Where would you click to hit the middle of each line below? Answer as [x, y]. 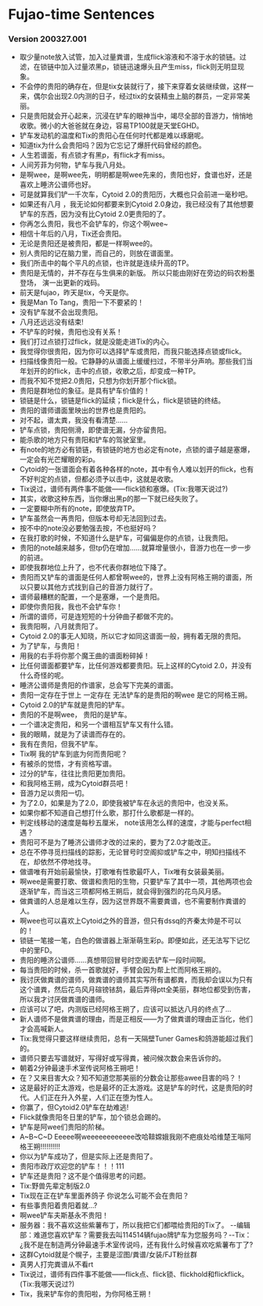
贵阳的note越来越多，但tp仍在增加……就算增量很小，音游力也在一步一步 [135, 548]
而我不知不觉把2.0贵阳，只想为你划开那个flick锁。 [100, 381]
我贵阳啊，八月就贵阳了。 [61, 627]
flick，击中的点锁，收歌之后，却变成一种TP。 [127, 371]
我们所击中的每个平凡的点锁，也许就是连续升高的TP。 [106, 263]
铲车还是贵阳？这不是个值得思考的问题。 [85, 1176]
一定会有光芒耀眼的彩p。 [59, 459]
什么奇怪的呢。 [43, 675]
